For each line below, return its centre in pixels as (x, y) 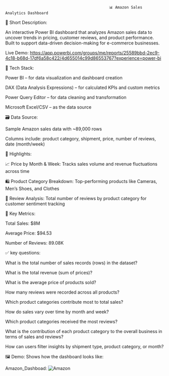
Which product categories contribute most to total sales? (64, 302)
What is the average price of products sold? (51, 282)
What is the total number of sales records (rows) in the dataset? (71, 263)
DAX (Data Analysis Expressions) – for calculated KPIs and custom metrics (82, 87)
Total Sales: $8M (23, 223)
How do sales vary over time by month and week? (57, 312)
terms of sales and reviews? (35, 337)
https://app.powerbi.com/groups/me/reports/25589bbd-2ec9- (95, 53)
